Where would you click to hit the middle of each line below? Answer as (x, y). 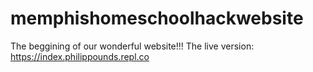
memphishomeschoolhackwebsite (157, 18)
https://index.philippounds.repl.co (80, 56)
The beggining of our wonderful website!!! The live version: (132, 46)
